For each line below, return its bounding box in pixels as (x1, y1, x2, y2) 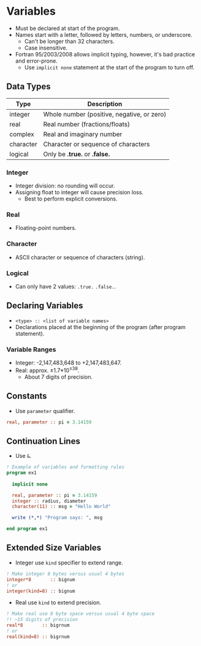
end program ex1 (6, 526, 48, 532)
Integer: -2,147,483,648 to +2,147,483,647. (15, 359, 122, 367)
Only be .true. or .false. (43, 150, 110, 158)
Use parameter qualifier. (15, 407, 75, 414)
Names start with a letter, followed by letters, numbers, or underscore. (15, 31, 193, 38)
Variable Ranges (6, 345, 56, 354)
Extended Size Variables (6, 542, 102, 553)
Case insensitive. (24, 44, 68, 51)
